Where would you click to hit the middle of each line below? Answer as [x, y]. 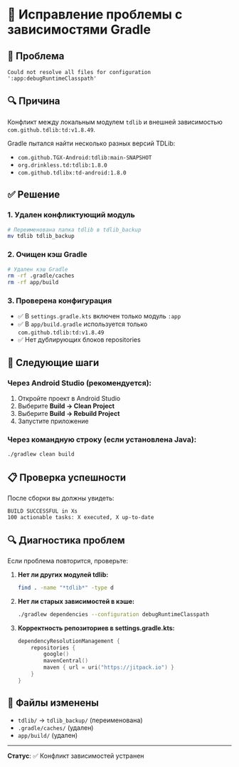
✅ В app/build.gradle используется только [83, 324]
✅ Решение [34, 195]
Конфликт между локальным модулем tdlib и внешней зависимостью [115, 122]
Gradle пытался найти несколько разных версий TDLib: [91, 143]
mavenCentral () [66, 661]
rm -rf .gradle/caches [41, 276]
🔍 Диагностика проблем [67, 540]
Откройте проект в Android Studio [69, 399]
